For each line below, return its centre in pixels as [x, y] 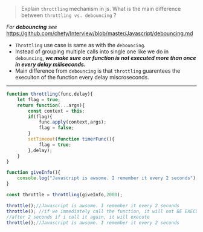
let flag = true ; [39, 99]
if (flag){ [40, 117]
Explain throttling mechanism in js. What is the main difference [101, 9]
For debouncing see [32, 27]
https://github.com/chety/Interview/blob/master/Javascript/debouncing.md [100, 33]
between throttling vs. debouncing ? [69, 15]
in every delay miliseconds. [50, 64]
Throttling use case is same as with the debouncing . [80, 45]
